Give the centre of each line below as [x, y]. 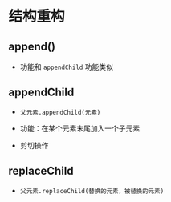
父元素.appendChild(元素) [60, 112]
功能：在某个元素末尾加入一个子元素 [80, 128]
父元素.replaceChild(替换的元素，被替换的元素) [92, 191]
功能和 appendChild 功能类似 [67, 67]
